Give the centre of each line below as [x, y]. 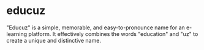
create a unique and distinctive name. [54, 40]
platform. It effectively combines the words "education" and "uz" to [113, 34]
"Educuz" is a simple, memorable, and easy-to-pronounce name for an [96, 27]
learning [17, 34]
